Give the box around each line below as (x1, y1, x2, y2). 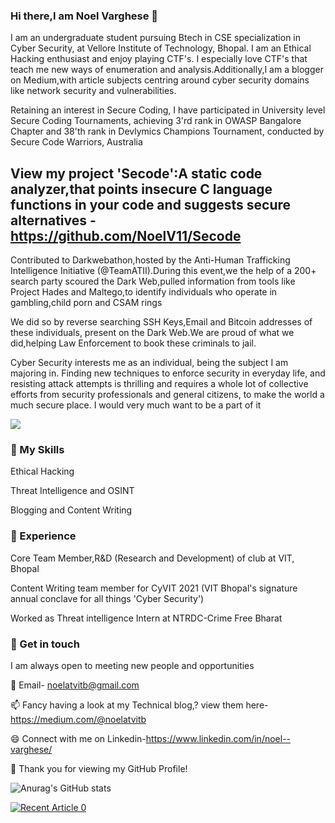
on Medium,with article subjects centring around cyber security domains (10, 74, 310, 86)
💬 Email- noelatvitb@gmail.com (10, 679, 140, 691)
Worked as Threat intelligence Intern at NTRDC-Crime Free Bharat (10, 612, 283, 624)
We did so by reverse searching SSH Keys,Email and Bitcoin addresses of (10, 316, 313, 328)
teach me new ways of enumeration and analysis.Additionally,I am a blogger (10, 64, 324, 76)
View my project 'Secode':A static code (10, 165, 263, 182)
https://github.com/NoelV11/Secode (10, 227, 242, 244)
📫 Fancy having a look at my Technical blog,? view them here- (10, 699, 269, 711)
